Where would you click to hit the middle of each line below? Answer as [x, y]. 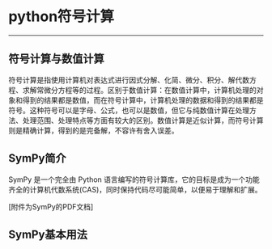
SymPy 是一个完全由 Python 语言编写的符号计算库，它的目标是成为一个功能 [134, 179]
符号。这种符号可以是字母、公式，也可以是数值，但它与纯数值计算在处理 [129, 110]
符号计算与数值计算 [56, 59]
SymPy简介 [37, 158]
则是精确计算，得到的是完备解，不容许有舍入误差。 [93, 130]
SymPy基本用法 [48, 234]
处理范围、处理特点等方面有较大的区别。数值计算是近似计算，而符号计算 [143, 120]
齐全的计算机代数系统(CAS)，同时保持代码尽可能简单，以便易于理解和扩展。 [135, 189]
